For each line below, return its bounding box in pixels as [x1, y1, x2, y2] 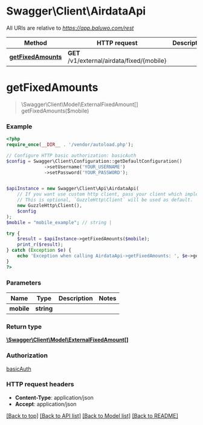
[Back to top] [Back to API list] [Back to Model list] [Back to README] [6, 412, 178, 419]
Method [24, 38, 47, 47]
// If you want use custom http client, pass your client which [17, 191, 182, 197]
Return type [6, 322, 42, 331]
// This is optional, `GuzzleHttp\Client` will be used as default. [17, 197, 193, 203]
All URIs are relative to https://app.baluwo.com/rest [6, 24, 134, 31]
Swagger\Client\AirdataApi [6, 4, 146, 18]
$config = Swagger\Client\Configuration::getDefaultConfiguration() [6, 158, 182, 164]
